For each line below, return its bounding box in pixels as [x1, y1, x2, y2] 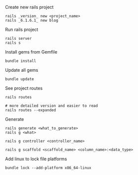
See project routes [5, 86, 43, 91]
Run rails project [5, 27, 38, 32]
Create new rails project [5, 4, 54, 10]
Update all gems [5, 67, 38, 73]
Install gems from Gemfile [5, 49, 58, 55]
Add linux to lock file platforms [5, 156, 68, 162]
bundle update [5, 77, 34, 82]
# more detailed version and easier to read [5, 103, 98, 108]
